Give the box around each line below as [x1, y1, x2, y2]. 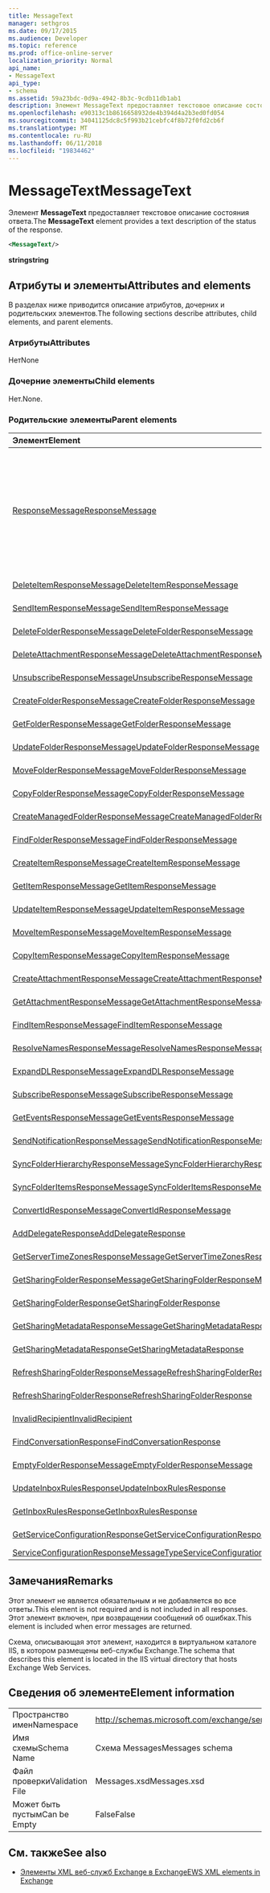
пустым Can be [12, 1808, 70, 1820]
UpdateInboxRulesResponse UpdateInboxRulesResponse [12, 1482, 227, 1493]
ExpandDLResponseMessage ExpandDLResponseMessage [12, 1065, 235, 1076]
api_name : [8, 64, 42, 72]
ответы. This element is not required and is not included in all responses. [8, 1604, 248, 1613]
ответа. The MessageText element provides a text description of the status [8, 217, 257, 226]
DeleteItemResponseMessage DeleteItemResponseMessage [12, 579, 239, 590]
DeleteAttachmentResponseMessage [12, 648, 153, 660]
